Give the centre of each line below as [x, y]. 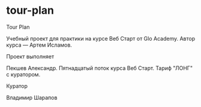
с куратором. [23, 74]
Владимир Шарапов [32, 97]
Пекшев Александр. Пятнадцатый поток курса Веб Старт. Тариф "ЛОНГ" [100, 68]
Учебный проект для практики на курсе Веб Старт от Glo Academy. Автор [101, 38]
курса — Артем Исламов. [39, 45]
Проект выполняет [30, 56]
